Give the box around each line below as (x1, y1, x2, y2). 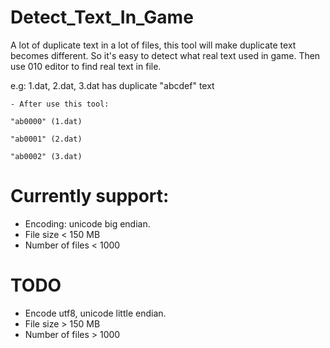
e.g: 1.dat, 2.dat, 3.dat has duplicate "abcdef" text (10, 79, 215, 91)
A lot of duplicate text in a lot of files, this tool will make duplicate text (10, 39, 297, 51)
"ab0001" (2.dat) (10, 134, 83, 144)
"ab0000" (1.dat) (10, 116, 83, 126)
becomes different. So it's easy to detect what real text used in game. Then (10, 49, 321, 61)
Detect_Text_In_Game (10, 6, 194, 29)
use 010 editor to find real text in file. (10, 60, 162, 72)
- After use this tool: (10, 99, 110, 109)
